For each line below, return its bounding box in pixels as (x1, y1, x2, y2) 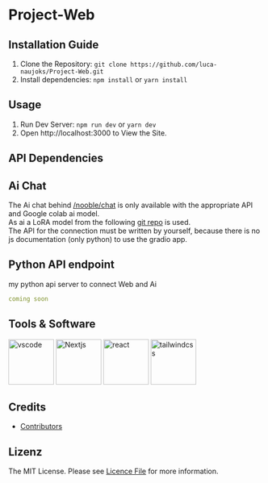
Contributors (19, 422, 63, 431)
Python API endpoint (8, 258, 115, 272)
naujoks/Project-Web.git (19, 68, 104, 76)
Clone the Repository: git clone (19, 59, 128, 69)
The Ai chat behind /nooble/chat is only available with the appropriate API (8, 200, 253, 210)
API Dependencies (8, 152, 103, 165)
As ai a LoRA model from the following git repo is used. (8, 218, 191, 227)
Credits (8, 400, 47, 414)
